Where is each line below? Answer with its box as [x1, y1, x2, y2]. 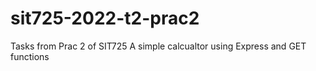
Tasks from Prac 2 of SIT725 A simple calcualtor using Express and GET [10, 40, 307, 52]
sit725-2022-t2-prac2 [10, 7, 200, 30]
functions [10, 50, 50, 62]
